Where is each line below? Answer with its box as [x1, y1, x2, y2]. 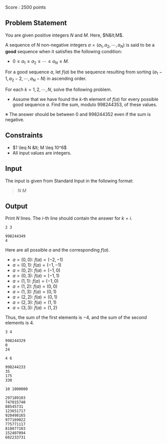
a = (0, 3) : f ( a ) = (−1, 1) [12, 273, 60, 279]
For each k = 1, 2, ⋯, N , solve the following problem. [5, 86, 112, 92]
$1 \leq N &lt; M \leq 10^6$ [12, 144, 67, 150]
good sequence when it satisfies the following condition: [5, 48, 122, 54]
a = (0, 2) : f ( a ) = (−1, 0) [12, 267, 61, 273]
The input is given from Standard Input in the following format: [5, 178, 134, 184]
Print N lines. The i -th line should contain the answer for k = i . [5, 215, 133, 221]
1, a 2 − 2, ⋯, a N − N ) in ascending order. [5, 75, 87, 82]
